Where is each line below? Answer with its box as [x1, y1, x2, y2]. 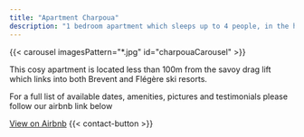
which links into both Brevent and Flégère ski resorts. [9, 73, 208, 84]
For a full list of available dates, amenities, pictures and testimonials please [9, 91, 288, 102]
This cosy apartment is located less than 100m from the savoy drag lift [9, 64, 271, 75]
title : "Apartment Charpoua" [9, 13, 119, 23]
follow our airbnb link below [9, 100, 113, 111]
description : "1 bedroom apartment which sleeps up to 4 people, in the [9, 22, 290, 31]
